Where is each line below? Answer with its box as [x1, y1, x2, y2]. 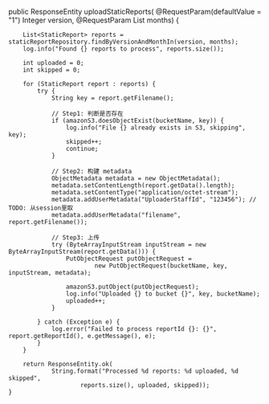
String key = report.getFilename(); [51, 94, 174, 102]
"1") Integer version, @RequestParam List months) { [8, 15, 179, 25]
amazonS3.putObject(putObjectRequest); [65, 283, 199, 291]
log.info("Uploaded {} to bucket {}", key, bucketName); [65, 290, 261, 298]
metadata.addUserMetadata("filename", [51, 211, 181, 219]
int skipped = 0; [22, 66, 81, 74]
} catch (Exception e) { [37, 318, 120, 326]
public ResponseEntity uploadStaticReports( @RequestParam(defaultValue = [8, 7, 262, 16]
